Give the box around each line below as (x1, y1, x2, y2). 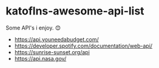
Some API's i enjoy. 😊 (5, 24, 61, 31)
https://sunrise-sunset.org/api (14, 48, 90, 55)
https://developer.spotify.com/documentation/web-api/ (14, 42, 153, 49)
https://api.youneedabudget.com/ (14, 36, 99, 43)
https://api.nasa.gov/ (14, 55, 67, 62)
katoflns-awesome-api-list (5, 4, 144, 18)
